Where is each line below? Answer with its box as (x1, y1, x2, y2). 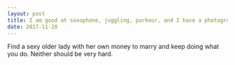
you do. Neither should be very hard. (7, 50, 113, 58)
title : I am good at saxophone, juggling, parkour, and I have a (7, 17, 201, 24)
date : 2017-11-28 (7, 23, 58, 30)
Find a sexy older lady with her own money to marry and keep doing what (7, 43, 219, 51)
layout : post (7, 10, 45, 17)
